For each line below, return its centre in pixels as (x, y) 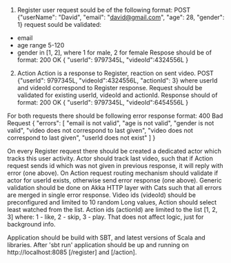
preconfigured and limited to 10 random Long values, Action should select (112, 202)
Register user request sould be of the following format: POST (104, 10)
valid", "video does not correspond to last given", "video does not (100, 130)
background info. (31, 224)
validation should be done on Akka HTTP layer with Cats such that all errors (114, 188)
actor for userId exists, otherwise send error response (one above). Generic (114, 180)
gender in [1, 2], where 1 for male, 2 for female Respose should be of (114, 52)
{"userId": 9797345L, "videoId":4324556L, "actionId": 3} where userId (117, 81)
